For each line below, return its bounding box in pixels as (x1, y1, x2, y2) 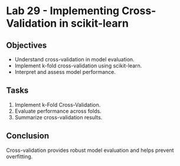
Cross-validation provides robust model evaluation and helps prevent (6, 147, 174, 154)
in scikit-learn (58, 17, 129, 30)
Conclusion (6, 131, 50, 141)
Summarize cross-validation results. (14, 113, 103, 121)
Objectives (6, 40, 47, 50)
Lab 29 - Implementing (6, 4, 120, 18)
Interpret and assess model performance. (14, 69, 116, 75)
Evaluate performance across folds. (14, 108, 102, 115)
